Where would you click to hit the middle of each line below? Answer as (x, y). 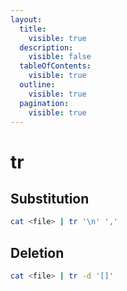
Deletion (37, 252)
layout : (26, 19)
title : (33, 29)
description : (46, 47)
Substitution (50, 198)
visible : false (60, 57)
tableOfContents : (55, 66)
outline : (37, 85)
